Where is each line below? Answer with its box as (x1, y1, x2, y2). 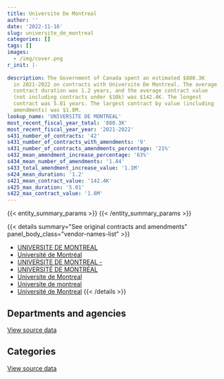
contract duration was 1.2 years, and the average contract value (13, 87, 208, 94)
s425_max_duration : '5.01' (7, 184, 85, 191)
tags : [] (7, 42, 32, 49)
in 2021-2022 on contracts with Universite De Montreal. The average (13, 81, 217, 88)
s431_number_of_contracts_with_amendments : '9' (7, 139, 147, 146)
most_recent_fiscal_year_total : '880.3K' (7, 119, 128, 127)
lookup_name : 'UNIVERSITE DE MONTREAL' (7, 113, 122, 120)
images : (7, 49, 30, 56)
